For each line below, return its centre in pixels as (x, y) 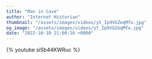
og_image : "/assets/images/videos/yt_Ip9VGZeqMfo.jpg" (75, 28)
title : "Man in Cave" (33, 11)
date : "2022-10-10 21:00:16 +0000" (50, 33)
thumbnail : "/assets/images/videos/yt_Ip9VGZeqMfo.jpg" (76, 22)
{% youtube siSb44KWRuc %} (43, 50)
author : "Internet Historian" (43, 17)
